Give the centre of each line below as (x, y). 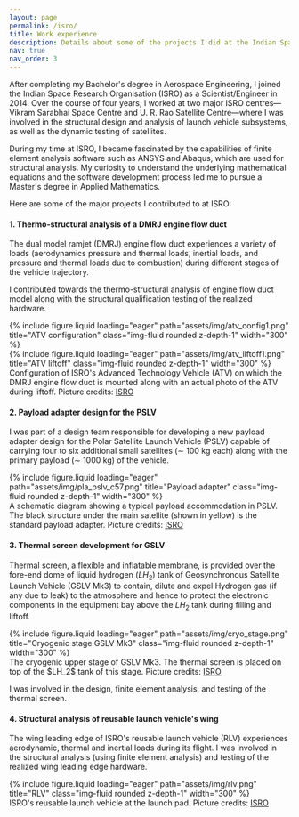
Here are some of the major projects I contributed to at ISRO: (121, 204)
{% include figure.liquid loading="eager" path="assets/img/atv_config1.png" (149, 326)
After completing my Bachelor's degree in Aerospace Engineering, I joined (145, 84)
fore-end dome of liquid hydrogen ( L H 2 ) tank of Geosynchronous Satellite (145, 575)
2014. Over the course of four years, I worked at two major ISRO (127, 103)
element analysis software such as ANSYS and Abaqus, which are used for (146, 158)
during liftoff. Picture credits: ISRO (72, 392)
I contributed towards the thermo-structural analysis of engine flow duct (141, 289)
